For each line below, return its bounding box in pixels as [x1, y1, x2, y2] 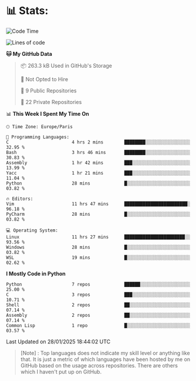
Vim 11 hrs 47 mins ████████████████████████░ [6, 200, 191, 207]
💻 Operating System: [6, 227, 59, 233]
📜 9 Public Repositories [20, 87, 77, 94]
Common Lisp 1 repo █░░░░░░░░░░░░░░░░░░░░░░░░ [6, 322, 191, 329]
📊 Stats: [6, 4, 49, 18]
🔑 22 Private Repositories [20, 98, 82, 105]
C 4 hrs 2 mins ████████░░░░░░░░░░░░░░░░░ [6, 139, 191, 145]
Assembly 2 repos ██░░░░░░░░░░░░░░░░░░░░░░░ [6, 312, 191, 318]
